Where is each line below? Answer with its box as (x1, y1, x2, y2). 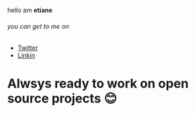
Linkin (17, 51, 35, 60)
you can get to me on (7, 22, 69, 30)
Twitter (17, 44, 39, 52)
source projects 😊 (7, 91, 118, 107)
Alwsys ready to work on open (7, 76, 189, 92)
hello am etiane (7, 6, 53, 14)
